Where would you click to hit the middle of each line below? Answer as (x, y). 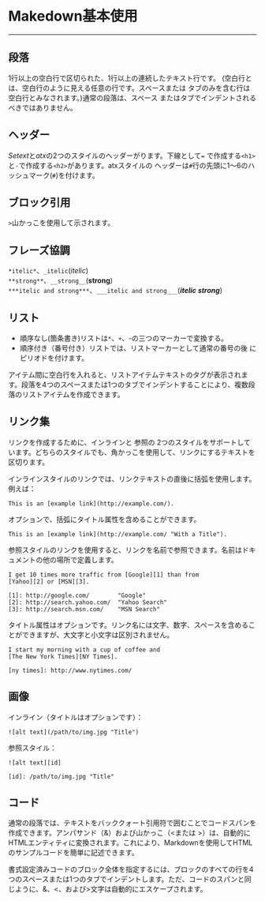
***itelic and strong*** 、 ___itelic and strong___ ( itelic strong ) (116, 291)
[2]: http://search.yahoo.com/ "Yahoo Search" (88, 602)
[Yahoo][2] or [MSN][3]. (49, 581)
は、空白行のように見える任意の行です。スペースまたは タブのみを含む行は (129, 88)
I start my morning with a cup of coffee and (84, 649)
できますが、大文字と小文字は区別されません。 (98, 634)
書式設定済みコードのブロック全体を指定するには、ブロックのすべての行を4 (131, 869)
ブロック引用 (39, 202)
